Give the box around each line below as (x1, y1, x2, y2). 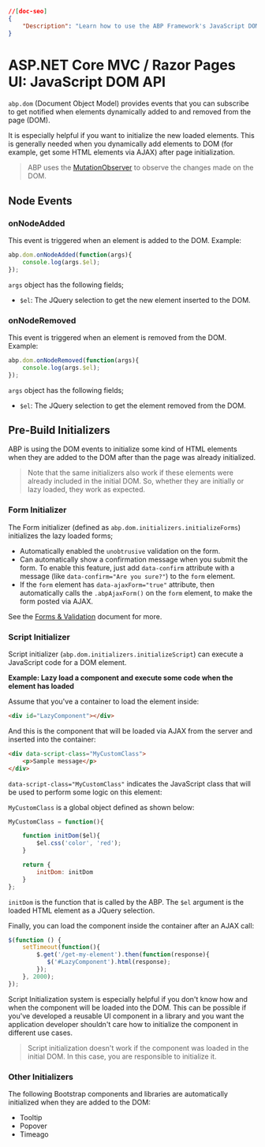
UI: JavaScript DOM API (8, 73, 166, 91)
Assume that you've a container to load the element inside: (8, 697, 200, 706)
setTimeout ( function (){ (22, 943, 101, 951)
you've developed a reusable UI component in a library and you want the (8, 1011, 244, 1021)
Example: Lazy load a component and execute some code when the (8, 673, 233, 682)
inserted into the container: (8, 734, 96, 744)
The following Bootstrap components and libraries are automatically (8, 1089, 229, 1098)
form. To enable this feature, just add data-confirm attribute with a (19, 562, 235, 572)
